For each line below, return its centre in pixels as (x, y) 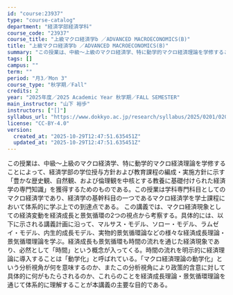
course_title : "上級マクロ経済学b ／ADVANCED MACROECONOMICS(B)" (99, 40)
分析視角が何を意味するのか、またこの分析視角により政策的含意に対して (122, 267)
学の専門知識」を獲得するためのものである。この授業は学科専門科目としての (116, 189)
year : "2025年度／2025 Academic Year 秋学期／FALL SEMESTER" (94, 98)
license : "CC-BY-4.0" (38, 123)
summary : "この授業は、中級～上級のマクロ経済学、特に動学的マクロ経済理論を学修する (115, 53)
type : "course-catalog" (42, 20)
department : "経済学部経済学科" (50, 26)
